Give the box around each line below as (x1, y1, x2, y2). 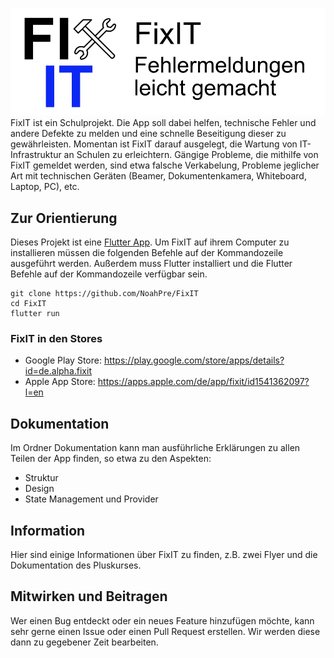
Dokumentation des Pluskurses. (10, 559, 142, 572)
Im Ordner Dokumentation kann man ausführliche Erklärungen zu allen (10, 442, 301, 454)
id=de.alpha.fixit (24, 365, 92, 377)
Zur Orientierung (10, 209, 118, 227)
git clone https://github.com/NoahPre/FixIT (10, 289, 199, 299)
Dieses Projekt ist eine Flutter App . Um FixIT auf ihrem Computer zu (10, 236, 290, 248)
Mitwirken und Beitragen (10, 588, 168, 605)
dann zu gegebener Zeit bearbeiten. (10, 636, 159, 648)
